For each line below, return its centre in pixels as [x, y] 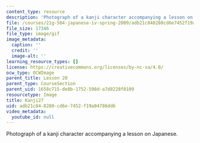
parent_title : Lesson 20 [37, 78]
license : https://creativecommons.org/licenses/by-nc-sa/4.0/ [85, 67]
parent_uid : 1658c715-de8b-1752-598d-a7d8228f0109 [70, 89]
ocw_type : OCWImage [30, 73]
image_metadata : [26, 39]
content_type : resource [36, 12]
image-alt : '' [29, 56]
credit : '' [25, 51]
